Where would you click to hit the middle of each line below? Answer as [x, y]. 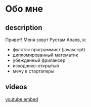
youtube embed [22, 99]
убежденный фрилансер [39, 60]
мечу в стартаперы [33, 71]
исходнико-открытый [36, 66]
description [24, 28]
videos [16, 87]
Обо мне [24, 9]
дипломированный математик [45, 55]
